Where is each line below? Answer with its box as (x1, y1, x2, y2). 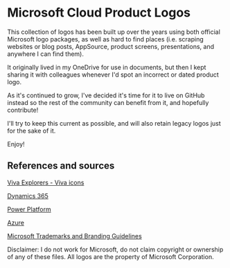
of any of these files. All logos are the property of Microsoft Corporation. (7, 252, 214, 260)
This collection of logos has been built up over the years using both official (7, 28, 220, 36)
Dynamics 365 (7, 191, 48, 200)
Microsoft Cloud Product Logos (7, 5, 191, 21)
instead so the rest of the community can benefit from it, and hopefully (7, 98, 209, 106)
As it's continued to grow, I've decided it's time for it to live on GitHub (7, 91, 205, 99)
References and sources (7, 160, 115, 172)
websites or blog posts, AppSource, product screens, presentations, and (7, 42, 215, 50)
